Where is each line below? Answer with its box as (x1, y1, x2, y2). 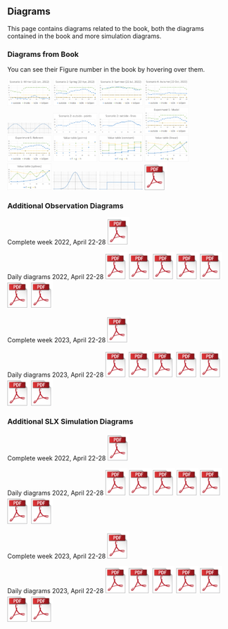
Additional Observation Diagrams (7, 200, 124, 210)
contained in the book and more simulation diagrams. (7, 32, 162, 40)
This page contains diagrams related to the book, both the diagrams (7, 24, 204, 32)
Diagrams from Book (7, 49, 79, 59)
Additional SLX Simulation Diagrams (7, 417, 134, 427)
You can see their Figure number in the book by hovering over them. (7, 65, 205, 74)
